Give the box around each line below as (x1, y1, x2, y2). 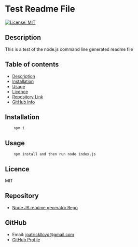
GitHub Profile (12, 236, 40, 243)
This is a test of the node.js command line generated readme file (5, 46, 134, 52)
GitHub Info (12, 99, 35, 105)
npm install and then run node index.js (14, 152, 96, 157)
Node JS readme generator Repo (12, 204, 78, 210)
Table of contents (5, 61, 59, 69)
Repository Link (12, 93, 43, 100)
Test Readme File (5, 3, 75, 15)
